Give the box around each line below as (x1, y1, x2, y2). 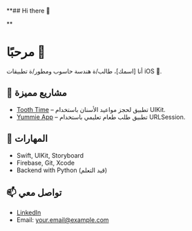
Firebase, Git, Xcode (16, 158, 75, 167)
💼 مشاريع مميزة (6, 87, 67, 99)
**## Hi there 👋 (6, 7, 50, 15)
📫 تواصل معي (6, 187, 62, 198)
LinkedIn (16, 208, 41, 217)
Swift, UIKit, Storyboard (16, 151, 84, 159)
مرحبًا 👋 (6, 44, 46, 60)
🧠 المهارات (6, 133, 48, 145)
